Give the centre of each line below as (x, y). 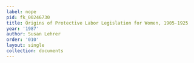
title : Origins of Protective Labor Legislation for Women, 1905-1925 (97, 23)
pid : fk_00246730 (28, 17)
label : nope (21, 12)
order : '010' (23, 40)
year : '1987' (23, 28)
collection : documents (35, 51)
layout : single (25, 46)
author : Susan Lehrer (34, 34)
